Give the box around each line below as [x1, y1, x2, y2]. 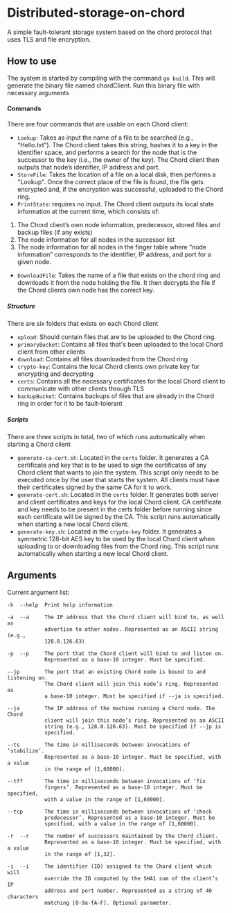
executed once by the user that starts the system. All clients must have [17, 475, 220, 484]
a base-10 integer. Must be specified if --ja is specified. [44, 693, 225, 700]
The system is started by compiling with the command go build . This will [7, 74, 215, 82]
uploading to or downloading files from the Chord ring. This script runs [17, 542, 220, 550]
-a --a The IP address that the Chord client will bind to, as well [7, 614, 225, 620]
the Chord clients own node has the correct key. [17, 286, 154, 294]
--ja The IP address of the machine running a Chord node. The [7, 705, 215, 712]
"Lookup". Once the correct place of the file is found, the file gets [17, 177, 204, 186]
